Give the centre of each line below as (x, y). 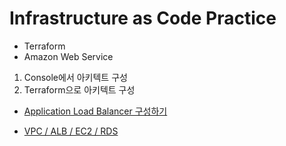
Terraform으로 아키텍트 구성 (79, 89)
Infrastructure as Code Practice (143, 18)
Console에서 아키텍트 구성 (75, 77)
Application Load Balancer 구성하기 (95, 111)
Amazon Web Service (68, 56)
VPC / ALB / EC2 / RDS (71, 131)
